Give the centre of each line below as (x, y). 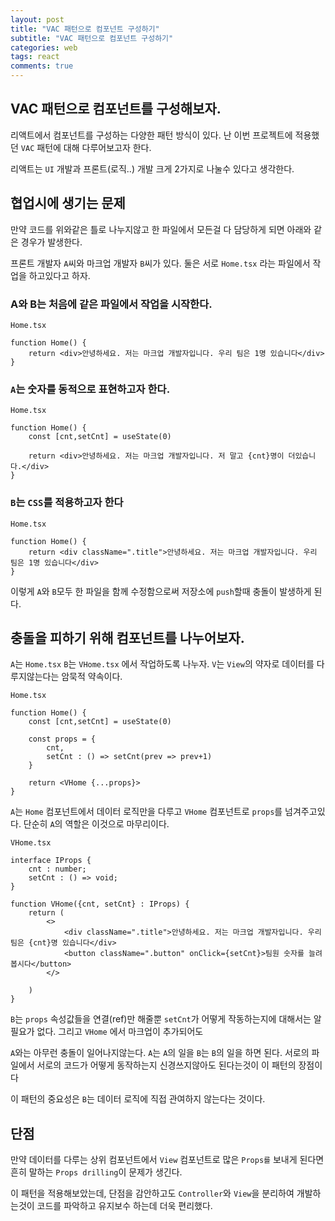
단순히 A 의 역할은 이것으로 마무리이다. (96, 824)
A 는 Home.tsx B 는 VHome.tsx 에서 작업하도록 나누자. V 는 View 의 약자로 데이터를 (162, 664)
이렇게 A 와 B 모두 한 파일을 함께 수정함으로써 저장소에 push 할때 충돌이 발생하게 (161, 591)
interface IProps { (51, 861)
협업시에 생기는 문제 (68, 203)
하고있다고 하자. (59, 275)
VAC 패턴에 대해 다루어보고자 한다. (86, 147)
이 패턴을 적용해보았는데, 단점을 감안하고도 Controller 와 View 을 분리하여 (152, 1193)
